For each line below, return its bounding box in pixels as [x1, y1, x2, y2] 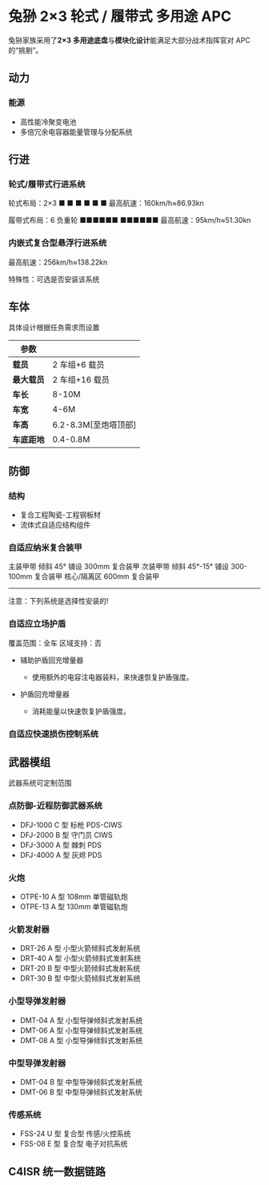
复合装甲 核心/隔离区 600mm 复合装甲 [34, 572, 160, 581]
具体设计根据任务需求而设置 [8, 322, 100, 333]
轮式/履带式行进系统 [8, 178, 86, 189]
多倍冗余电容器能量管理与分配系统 [19, 127, 133, 136]
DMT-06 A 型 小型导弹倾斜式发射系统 [19, 1025, 143, 1035]
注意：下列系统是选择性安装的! [8, 597, 110, 606]
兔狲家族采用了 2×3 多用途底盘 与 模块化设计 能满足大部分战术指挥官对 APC [8, 35, 251, 45]
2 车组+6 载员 [52, 359, 105, 370]
